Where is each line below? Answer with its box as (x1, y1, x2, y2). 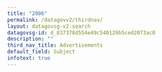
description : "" (7, 36, 54, 43)
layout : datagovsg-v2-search (7, 23, 91, 29)
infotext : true (7, 55, 51, 62)
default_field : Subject (7, 49, 76, 56)
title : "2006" (7, 10, 48, 17)
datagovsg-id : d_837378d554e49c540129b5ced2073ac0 (7, 29, 156, 36)
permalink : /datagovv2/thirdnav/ (7, 16, 103, 23)
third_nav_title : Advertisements (7, 42, 103, 49)
